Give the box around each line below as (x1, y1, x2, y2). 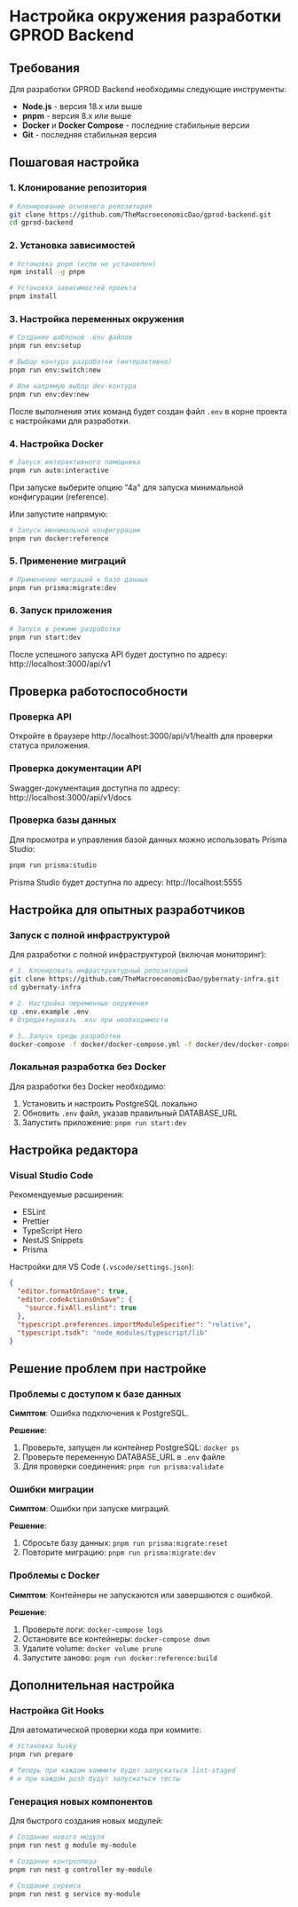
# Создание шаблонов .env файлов (9, 333, 133, 343)
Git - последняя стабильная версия (21, 130, 157, 139)
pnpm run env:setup (9, 342, 82, 351)
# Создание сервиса (9, 1881, 82, 1890)
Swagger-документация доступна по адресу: (9, 783, 180, 793)
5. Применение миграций (9, 555, 127, 567)
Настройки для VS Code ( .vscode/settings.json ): (9, 1262, 194, 1273)
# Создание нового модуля (9, 1832, 105, 1842)
